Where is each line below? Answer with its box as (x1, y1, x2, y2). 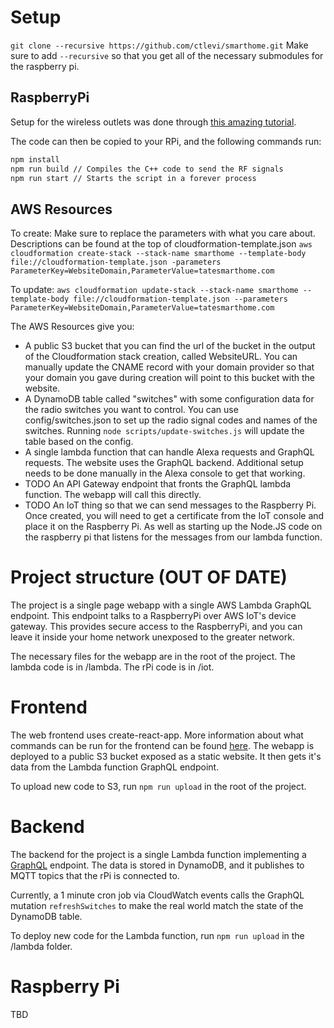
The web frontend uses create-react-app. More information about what (10, 729, 304, 741)
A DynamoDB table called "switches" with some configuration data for (24, 393, 315, 405)
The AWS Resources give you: (10, 321, 135, 333)
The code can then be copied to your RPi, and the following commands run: (10, 135, 322, 147)
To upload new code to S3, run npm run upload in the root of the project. (10, 781, 307, 793)
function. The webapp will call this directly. (24, 489, 202, 501)
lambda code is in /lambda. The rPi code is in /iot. (10, 661, 215, 673)
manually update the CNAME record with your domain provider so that (24, 361, 315, 373)
